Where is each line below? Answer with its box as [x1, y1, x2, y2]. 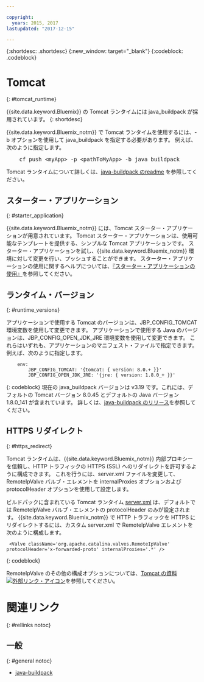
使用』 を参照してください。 [6, 270, 76, 278]
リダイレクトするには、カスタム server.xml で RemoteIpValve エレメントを [6, 521, 194, 529]
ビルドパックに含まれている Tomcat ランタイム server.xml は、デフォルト [6, 498, 191, 505]
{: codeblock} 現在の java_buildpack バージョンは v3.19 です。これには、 [6, 383, 188, 390]
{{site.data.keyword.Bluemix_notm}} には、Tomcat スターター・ [6, 225, 167, 232]
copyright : [6, 14, 34, 20]
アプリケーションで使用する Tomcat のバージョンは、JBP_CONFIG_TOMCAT [6, 318, 198, 326]
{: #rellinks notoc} [6, 621, 51, 628]
